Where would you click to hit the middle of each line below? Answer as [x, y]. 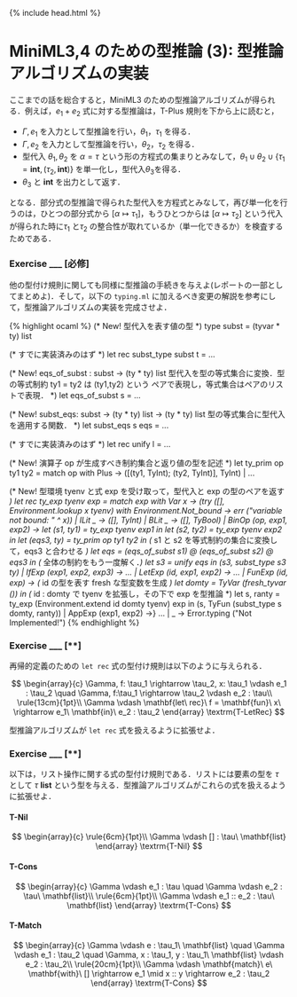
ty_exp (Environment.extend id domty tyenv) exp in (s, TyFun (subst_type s [145, 603]
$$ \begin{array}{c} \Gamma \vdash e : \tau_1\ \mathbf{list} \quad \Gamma [149, 945]
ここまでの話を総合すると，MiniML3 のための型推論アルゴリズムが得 [134, 99]
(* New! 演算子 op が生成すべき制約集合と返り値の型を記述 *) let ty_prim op [146, 463]
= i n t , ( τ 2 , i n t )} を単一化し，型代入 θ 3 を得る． [104, 170]
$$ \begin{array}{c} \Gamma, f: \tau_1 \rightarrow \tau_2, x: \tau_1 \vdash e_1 [149, 683]
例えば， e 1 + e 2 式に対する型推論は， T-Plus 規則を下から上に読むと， [152, 112]
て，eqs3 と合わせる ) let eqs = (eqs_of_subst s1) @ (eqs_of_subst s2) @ [141, 551]
